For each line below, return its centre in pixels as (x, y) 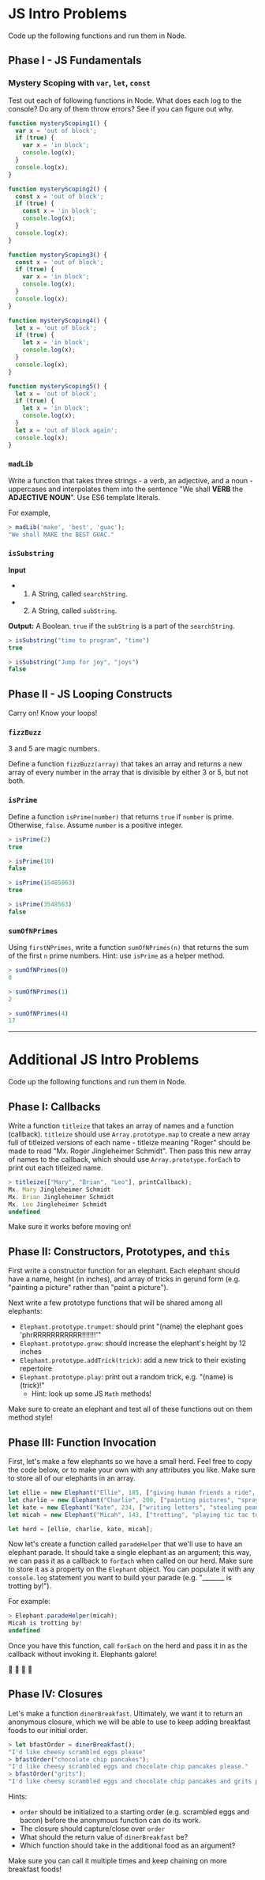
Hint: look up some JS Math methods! (91, 1394)
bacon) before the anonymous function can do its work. (110, 1821)
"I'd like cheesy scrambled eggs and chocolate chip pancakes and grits (130, 1782)
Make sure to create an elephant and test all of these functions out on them (131, 1409)
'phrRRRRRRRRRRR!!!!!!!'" (60, 1335)
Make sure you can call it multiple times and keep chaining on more (118, 1861)
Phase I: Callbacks (54, 1107)
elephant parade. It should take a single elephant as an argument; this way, (130, 1553)
